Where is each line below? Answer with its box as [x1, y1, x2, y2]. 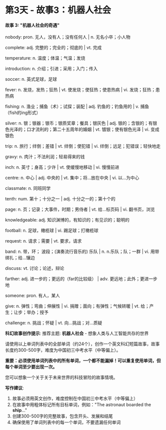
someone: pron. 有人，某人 [5, 293, 60, 299]
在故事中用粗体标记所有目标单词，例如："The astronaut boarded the [12, 402, 152, 408]
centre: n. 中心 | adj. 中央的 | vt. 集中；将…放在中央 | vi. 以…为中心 [5, 175, 139, 181]
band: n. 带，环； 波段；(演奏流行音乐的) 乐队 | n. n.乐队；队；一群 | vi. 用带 [5, 248, 160, 254]
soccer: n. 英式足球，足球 [5, 76, 57, 82]
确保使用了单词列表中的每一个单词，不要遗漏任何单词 [12, 420, 121, 426]
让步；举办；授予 [13, 309, 48, 315]
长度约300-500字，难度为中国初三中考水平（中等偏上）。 [5, 347, 121, 353]
